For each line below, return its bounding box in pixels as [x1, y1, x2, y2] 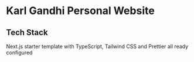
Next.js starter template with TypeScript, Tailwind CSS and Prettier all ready [6, 43, 189, 50]
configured [6, 49, 33, 56]
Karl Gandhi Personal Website [6, 4, 155, 18]
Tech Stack [6, 27, 48, 37]
